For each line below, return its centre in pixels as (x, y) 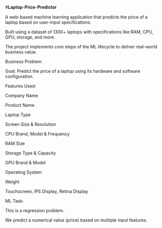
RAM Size (15, 143)
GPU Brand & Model (25, 162)
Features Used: (20, 86)
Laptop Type (18, 115)
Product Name (20, 105)
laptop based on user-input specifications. (48, 22)
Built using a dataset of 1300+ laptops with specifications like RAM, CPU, (79, 32)
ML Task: (14, 201)
